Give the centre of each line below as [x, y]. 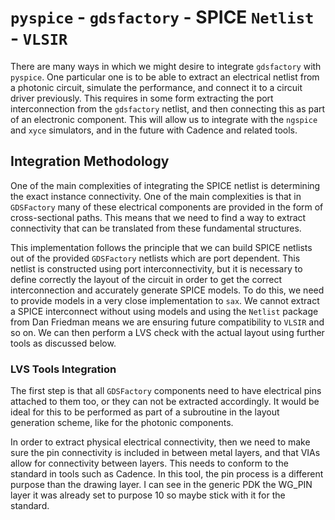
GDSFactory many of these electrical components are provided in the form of [167, 207]
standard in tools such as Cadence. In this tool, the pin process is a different [167, 474]
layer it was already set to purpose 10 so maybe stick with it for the [148, 495]
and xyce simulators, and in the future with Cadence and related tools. [154, 130]
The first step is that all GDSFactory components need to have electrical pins [166, 391]
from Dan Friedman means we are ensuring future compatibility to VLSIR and [167, 322]
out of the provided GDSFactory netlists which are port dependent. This [155, 258]
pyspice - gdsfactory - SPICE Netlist [162, 17]
